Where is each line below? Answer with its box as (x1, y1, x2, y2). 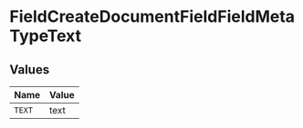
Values (9, 62, 50, 77)
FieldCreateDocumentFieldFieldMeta (9, 6, 295, 27)
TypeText (9, 25, 82, 46)
